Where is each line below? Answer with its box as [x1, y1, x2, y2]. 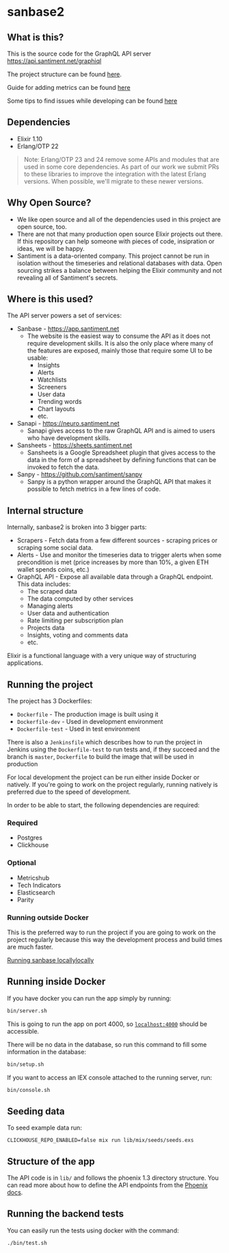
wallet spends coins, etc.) [16, 565, 90, 574]
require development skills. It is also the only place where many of [27, 339, 214, 348]
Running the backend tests [7, 1208, 124, 1220]
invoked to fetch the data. [27, 463, 100, 472]
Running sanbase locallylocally [7, 956, 94, 964]
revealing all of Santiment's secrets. [16, 273, 118, 282]
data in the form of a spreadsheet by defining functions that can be [27, 456, 217, 464]
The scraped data [27, 587, 77, 596]
